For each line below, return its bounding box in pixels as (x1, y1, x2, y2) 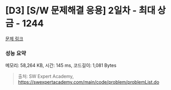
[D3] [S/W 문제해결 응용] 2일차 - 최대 (5, 5, 156, 16)
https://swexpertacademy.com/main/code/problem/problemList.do (17, 79, 160, 85)
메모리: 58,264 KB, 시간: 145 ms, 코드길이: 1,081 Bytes (5, 62, 117, 68)
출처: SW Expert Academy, (17, 73, 74, 80)
